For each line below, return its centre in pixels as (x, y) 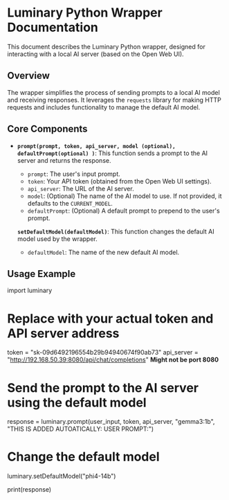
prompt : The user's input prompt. (74, 174)
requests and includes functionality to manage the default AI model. (104, 107)
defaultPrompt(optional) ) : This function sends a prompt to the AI (112, 153)
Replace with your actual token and (110, 318)
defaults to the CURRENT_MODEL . (70, 203)
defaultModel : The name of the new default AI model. (103, 252)
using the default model (77, 402)
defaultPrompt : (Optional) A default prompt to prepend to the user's (123, 211)
